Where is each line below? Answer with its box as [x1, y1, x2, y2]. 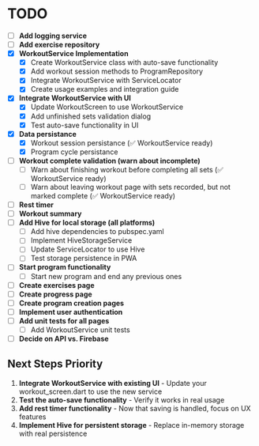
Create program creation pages [18, 298, 124, 308]
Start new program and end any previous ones [30, 271, 182, 281]
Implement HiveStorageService [30, 236, 133, 245]
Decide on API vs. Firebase [18, 334, 109, 343]
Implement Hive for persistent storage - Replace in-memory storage [18, 420, 245, 429]
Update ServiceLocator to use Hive [30, 244, 145, 254]
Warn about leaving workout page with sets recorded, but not [30, 182, 231, 191]
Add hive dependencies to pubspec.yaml [30, 227, 164, 236]
